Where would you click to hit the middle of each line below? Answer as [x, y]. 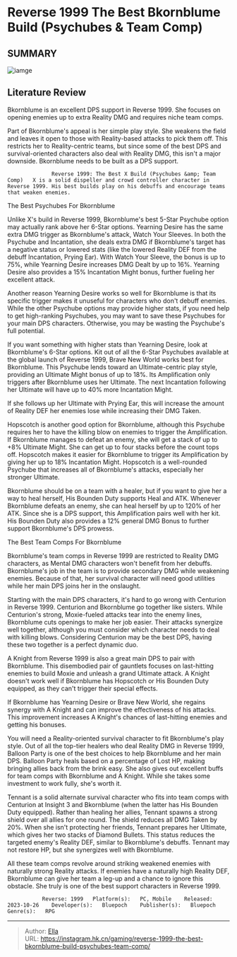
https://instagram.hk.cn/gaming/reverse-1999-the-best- [122, 939]
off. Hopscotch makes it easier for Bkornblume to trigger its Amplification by [118, 454]
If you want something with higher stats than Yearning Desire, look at [108, 344]
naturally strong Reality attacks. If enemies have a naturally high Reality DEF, [119, 871]
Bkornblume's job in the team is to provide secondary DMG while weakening [118, 571]
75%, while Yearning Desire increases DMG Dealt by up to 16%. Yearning [114, 264]
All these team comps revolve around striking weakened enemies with [109, 863]
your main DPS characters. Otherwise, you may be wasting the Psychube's [116, 323]
